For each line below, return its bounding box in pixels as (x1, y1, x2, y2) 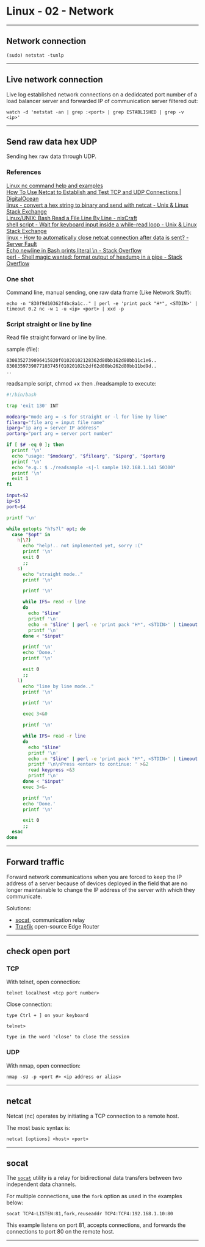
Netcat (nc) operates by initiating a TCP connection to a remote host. (6, 1112, 179, 1119)
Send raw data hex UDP (6, 136, 98, 147)
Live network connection (6, 74, 104, 85)
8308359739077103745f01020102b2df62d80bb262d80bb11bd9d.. (6, 363, 157, 370)
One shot (6, 275, 34, 283)
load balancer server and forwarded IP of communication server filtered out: (6, 97, 198, 104)
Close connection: (6, 1001, 52, 1008)
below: (6, 1199, 23, 1206)
